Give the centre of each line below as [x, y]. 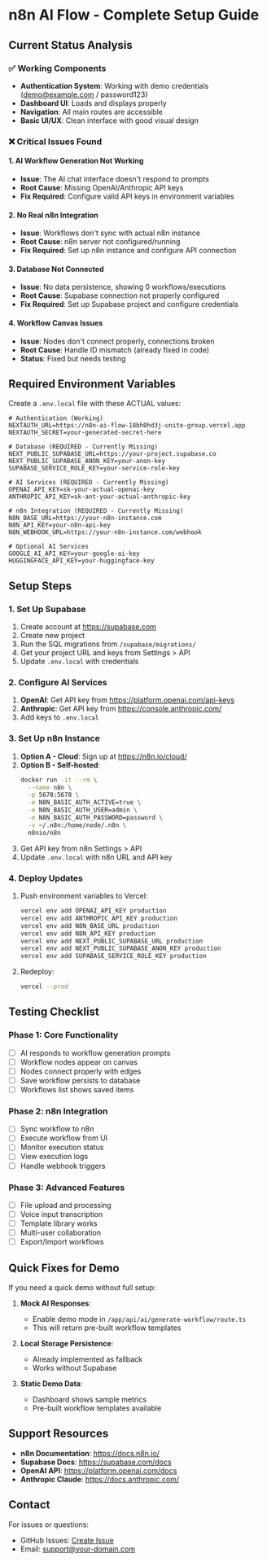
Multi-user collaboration [61, 1233]
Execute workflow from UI [64, 1138]
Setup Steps [40, 586]
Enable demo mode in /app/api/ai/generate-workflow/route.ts [139, 1319]
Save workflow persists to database [80, 1080]
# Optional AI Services [49, 547]
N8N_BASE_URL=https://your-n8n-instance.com [85, 518]
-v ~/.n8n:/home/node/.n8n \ [77, 825]
